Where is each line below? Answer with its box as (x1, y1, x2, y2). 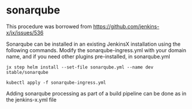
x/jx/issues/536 (6, 29, 44, 36)
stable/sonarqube (6, 69, 49, 75)
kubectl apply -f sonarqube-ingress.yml (6, 80, 107, 86)
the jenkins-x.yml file (6, 96, 57, 103)
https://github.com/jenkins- (93, 23, 160, 30)
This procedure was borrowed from (6, 23, 92, 30)
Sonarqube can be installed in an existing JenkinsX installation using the (6, 40, 181, 47)
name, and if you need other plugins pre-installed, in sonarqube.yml (6, 53, 170, 60)
